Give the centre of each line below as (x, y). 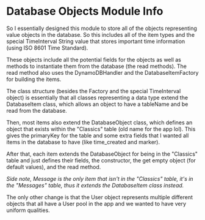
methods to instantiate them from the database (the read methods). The (97, 66)
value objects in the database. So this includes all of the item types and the (101, 34)
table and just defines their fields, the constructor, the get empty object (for (101, 160)
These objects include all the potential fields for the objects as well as (94, 59)
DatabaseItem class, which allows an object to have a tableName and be (97, 104)
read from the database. (37, 110)
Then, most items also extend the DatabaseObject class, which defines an (99, 122)
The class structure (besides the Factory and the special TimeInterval (94, 91)
